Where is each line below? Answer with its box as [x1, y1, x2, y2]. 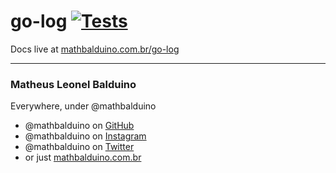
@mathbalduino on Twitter [24, 141, 135, 153]
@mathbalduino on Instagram [24, 130, 147, 142]
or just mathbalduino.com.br [24, 151, 142, 164]
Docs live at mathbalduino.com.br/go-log [10, 43, 180, 55]
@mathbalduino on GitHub [24, 120, 135, 132]
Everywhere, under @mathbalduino [10, 100, 157, 112]
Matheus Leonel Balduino [10, 77, 137, 91]
